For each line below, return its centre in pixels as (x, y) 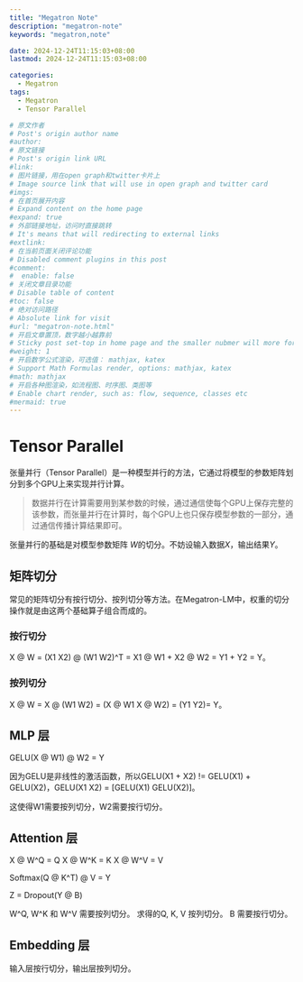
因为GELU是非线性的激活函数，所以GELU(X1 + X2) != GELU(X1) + (130, 776)
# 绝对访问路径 (34, 309)
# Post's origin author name (64, 133)
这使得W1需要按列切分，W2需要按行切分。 (88, 807)
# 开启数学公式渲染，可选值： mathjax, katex (87, 360)
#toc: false (32, 301)
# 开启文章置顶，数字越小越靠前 (60, 335)
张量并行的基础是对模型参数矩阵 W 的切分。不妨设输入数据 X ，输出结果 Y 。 (146, 545)
